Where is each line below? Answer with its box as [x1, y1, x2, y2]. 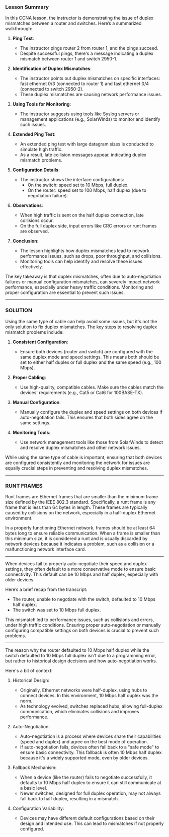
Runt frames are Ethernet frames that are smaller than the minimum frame [5, 493, 158, 499]
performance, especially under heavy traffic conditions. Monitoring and [5, 284, 153, 290]
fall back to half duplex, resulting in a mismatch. [20, 795, 119, 801]
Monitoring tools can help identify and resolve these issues [20, 258, 142, 265]
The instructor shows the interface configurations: [20, 177, 124, 183]
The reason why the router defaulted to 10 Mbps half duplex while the [5, 647, 149, 653]
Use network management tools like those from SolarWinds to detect [20, 439, 163, 445]
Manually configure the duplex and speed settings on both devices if [20, 409, 162, 415]
